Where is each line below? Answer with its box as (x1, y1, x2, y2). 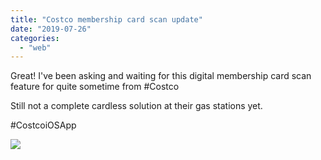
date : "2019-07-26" (10, 24, 92, 34)
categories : (10, 33, 60, 43)
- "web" (19, 42, 52, 53)
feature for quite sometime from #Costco (10, 81, 180, 93)
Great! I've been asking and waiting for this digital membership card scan (10, 70, 312, 82)
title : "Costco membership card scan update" (10, 14, 203, 25)
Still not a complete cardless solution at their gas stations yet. (10, 100, 263, 112)
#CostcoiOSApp (10, 119, 77, 131)
